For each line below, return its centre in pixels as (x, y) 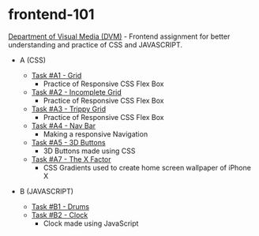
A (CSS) (32, 60)
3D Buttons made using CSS (89, 151)
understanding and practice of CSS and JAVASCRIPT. (96, 44)
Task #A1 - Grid (56, 75)
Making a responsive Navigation (96, 134)
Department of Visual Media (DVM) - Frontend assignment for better (119, 36)
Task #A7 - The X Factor (71, 159)
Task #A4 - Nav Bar (64, 125)
